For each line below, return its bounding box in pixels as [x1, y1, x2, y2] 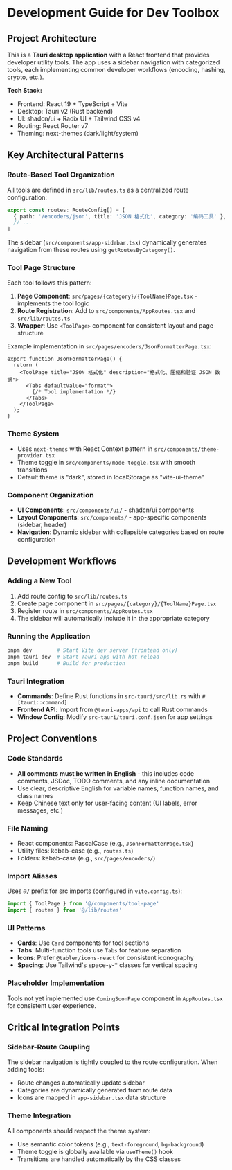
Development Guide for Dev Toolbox [7, 5, 220, 21]
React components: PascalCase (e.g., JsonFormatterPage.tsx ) [17, 839, 194, 847]
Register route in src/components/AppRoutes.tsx [17, 606, 154, 614]
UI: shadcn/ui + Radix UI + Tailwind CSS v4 [17, 114, 141, 123]
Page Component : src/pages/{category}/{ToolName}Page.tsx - [17, 292, 197, 301]
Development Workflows [7, 556, 117, 567]
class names [17, 791, 53, 799]
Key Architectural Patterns [7, 149, 125, 161]
